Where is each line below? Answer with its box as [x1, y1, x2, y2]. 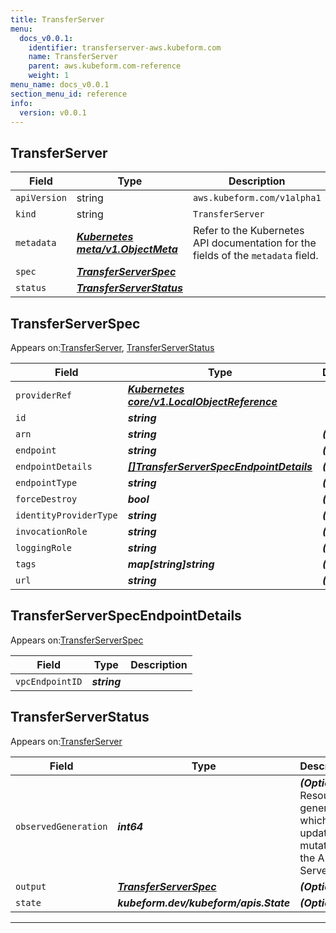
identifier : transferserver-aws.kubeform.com [28, 42, 222, 53]
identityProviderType [15, 510, 118, 521]
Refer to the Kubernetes [192, 224, 305, 238]
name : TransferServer [28, 52, 118, 62]
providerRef [15, 390, 73, 401]
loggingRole [15, 542, 73, 553]
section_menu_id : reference [10, 89, 128, 99]
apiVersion [15, 192, 67, 204]
